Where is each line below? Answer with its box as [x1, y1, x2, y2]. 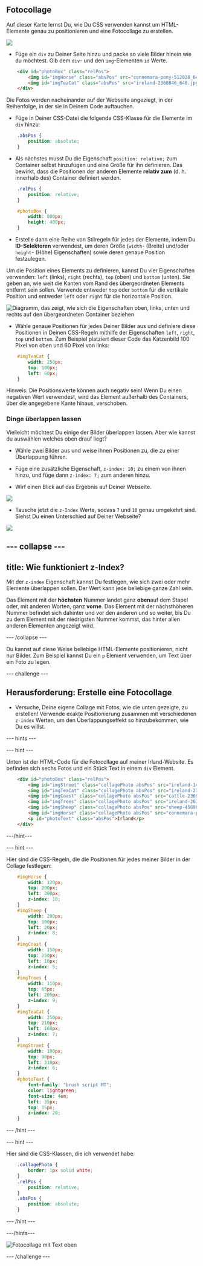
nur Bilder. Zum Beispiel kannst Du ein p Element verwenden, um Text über [6, 652, 192, 659]
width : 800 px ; [28, 214, 63, 220]
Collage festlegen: [6, 862, 52, 869]
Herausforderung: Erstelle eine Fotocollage [6, 687, 172, 698]
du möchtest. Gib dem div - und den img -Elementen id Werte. [14, 57, 168, 64]
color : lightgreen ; [28, 1087, 77, 1094]
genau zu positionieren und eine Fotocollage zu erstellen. [31, 27, 173, 34]
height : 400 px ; [28, 219, 66, 226]
